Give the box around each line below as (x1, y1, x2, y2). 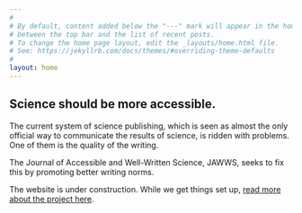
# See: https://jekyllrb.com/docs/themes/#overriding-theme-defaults (9, 47, 276, 56)
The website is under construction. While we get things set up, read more (9, 183, 281, 194)
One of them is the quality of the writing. (9, 139, 159, 150)
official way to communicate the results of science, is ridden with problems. (9, 129, 289, 140)
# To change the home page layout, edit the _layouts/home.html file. (9, 38, 280, 48)
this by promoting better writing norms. (9, 166, 155, 177)
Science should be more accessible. (9, 96, 217, 112)
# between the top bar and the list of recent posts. (9, 30, 216, 39)
